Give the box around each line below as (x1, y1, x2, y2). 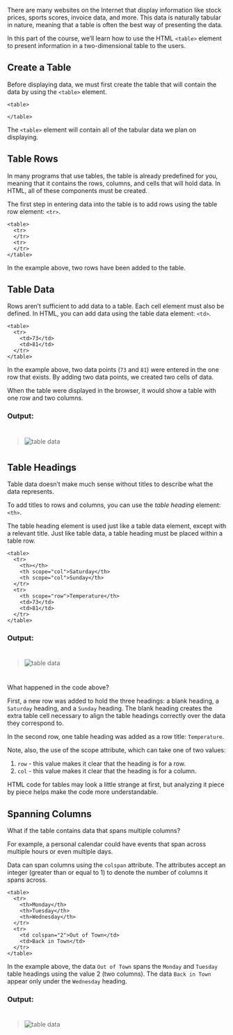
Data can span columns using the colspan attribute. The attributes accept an (7, 861, 226, 869)
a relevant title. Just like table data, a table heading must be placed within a (7, 529, 223, 538)
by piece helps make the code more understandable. (7, 788, 159, 796)
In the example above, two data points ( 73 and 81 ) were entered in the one (7, 366, 219, 374)
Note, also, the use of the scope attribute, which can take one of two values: (7, 746, 226, 754)
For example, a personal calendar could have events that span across (7, 840, 207, 848)
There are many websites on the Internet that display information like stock (7, 6, 222, 14)
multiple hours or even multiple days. (7, 848, 113, 856)
